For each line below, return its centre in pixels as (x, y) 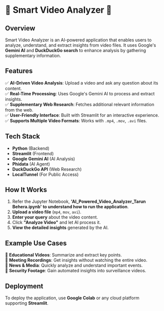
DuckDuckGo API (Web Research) (47, 169)
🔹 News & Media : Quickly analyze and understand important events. (74, 265)
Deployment (24, 286)
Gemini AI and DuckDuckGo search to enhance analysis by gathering (76, 50)
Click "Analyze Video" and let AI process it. (57, 223)
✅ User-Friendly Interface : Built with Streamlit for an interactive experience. (82, 115)
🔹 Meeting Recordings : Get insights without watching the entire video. (76, 260)
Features (19, 71)
